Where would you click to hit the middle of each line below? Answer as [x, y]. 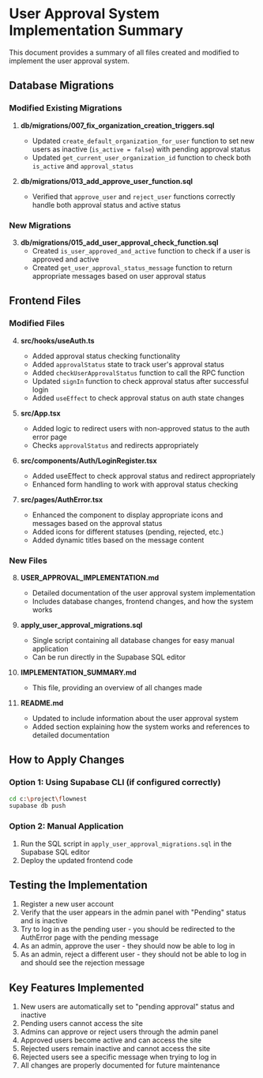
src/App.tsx [41, 413]
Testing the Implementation [79, 885]
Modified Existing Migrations [66, 108]
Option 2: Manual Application [66, 826]
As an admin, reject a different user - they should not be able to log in [133, 954]
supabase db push [38, 806]
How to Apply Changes [67, 760]
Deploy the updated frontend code [77, 860]
